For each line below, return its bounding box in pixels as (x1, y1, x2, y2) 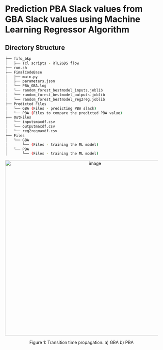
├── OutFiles (5, 115, 32, 120)
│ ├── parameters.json (5, 79, 55, 84)
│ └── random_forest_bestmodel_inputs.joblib (5, 88, 103, 93)
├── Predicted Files (5, 101, 47, 106)
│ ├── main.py (5, 74, 38, 79)
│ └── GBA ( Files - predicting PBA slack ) (5, 106, 97, 111)
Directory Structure (5, 43, 65, 52)
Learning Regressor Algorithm (5, 24, 130, 35)
